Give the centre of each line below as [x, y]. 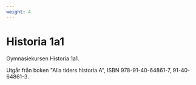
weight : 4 [19, 12]
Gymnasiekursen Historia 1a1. [43, 58]
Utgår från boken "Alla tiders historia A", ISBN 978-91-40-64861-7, [89, 70]
